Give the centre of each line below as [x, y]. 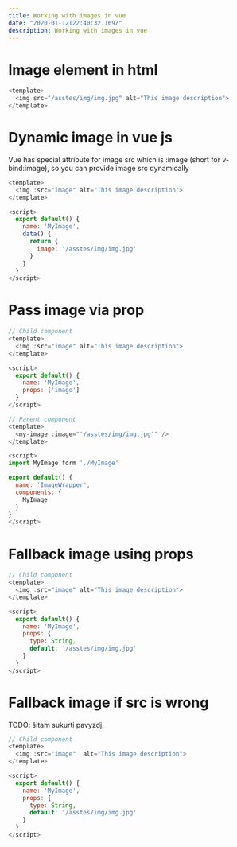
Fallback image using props [101, 554]
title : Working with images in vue [67, 16]
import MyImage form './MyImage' [64, 463]
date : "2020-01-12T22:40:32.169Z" [66, 23]
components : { [39, 492]
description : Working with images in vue [78, 30]
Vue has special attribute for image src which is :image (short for [115, 159]
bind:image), [29, 168]
